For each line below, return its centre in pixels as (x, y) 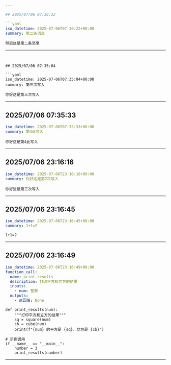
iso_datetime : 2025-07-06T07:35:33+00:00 (50, 127)
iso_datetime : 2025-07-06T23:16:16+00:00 (50, 174)
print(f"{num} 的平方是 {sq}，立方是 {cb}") (59, 329)
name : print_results (32, 277)
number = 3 (26, 348)
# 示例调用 (15, 339)
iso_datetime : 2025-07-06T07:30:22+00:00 (50, 29)
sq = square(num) (33, 320)
